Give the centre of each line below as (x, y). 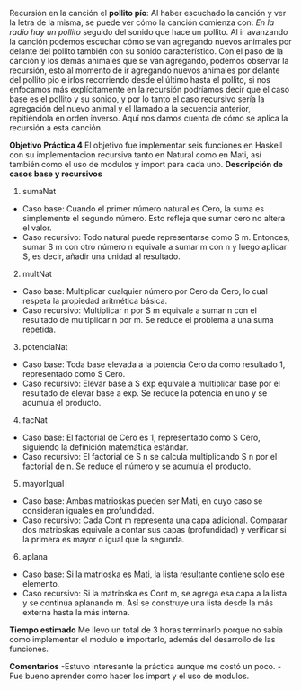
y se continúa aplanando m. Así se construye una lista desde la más (148, 603)
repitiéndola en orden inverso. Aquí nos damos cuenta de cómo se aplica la (149, 118)
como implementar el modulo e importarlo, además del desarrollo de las (142, 639)
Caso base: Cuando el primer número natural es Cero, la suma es (143, 209)
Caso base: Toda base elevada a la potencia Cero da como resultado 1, (154, 364)
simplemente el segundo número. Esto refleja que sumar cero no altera (154, 218)
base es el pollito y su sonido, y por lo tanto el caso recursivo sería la (137, 99)
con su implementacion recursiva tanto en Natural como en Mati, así (136, 155)
